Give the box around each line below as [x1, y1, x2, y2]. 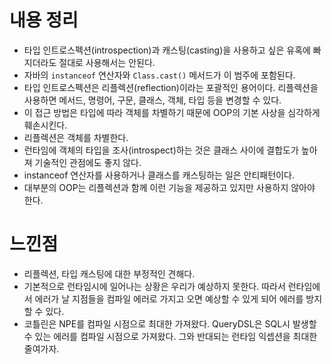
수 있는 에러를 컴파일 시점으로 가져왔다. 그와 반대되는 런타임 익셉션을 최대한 [23, 330, 318, 342]
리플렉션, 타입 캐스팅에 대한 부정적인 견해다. [23, 267, 196, 280]
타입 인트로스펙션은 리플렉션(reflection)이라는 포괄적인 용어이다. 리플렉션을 [23, 81, 319, 93]
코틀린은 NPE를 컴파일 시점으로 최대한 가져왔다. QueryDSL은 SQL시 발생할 [23, 317, 317, 330]
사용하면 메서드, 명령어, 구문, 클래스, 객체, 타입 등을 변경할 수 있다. [23, 94, 282, 106]
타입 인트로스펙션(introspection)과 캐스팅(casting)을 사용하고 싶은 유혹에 [23, 44, 311, 56]
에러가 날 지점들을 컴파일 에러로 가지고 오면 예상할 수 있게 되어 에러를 [34, 292, 304, 305]
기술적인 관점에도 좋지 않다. [34, 156, 142, 168]
